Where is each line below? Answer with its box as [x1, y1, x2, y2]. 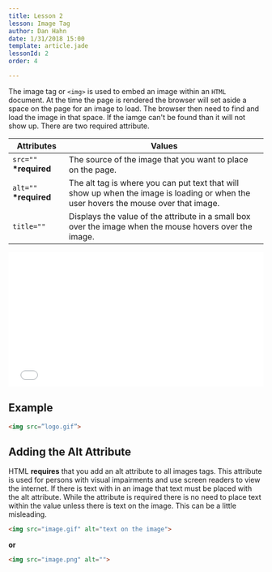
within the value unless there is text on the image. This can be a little [8, 501, 237, 511]
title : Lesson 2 [8, 11, 63, 20]
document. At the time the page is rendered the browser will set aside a [8, 95, 247, 105]
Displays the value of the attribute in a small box [68, 210, 251, 221]
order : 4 [8, 58, 38, 66]
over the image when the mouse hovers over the [68, 221, 253, 232]
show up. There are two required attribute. [8, 121, 150, 131]
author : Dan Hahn [8, 27, 67, 35]
